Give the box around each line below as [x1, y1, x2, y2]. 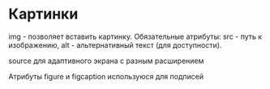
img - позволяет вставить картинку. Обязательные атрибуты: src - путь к [8, 32, 263, 41]
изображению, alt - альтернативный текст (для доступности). [8, 40, 222, 49]
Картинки [8, 5, 79, 23]
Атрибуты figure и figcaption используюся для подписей [8, 71, 204, 81]
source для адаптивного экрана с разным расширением [8, 56, 204, 66]
